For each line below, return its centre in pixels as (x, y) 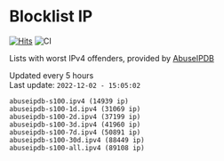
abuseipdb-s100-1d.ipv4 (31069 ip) (75, 109)
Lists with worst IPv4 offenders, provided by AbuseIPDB (112, 58)
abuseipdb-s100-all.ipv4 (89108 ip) (77, 148)
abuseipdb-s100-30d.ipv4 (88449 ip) (77, 140)
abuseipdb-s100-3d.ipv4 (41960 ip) (75, 125)
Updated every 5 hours (52, 75)
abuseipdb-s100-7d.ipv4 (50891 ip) (75, 132)
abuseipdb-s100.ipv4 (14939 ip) (69, 101)
